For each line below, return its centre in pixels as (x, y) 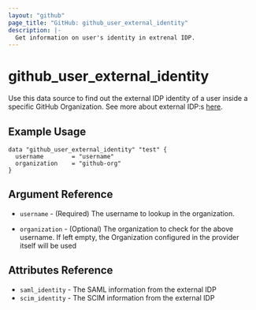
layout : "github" (37, 15)
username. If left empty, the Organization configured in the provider (129, 237)
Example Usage (47, 131)
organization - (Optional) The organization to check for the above (126, 229)
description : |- (35, 30)
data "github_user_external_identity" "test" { (88, 150)
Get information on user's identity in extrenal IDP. (105, 37)
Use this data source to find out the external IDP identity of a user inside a (128, 99)
